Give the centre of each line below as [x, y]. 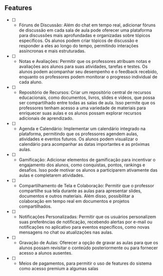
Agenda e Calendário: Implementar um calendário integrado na [82, 128]
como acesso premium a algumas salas [59, 268]
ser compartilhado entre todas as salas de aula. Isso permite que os [87, 102]
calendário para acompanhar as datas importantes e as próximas [84, 144]
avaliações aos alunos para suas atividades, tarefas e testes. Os [83, 66]
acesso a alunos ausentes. [46, 253]
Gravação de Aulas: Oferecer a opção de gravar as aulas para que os [88, 242]
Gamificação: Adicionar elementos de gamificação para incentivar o [87, 159]
